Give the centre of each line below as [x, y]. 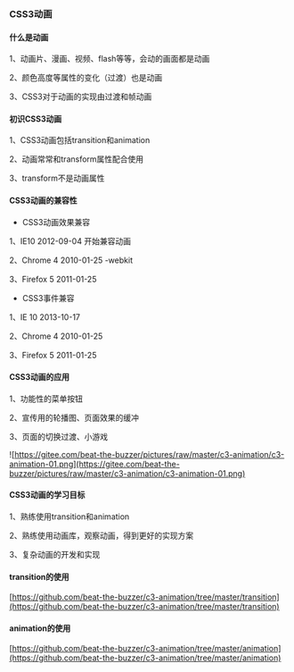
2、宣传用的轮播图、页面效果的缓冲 [74, 417]
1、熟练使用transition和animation [69, 517]
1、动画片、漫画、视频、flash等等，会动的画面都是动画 [110, 59]
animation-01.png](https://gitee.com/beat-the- [94, 464]
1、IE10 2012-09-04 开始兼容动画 [70, 241]
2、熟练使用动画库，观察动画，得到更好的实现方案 [102, 535]
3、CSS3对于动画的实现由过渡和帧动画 [81, 97]
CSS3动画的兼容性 [43, 200]
